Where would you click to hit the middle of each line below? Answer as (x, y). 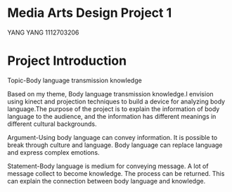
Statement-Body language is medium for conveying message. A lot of (108, 166)
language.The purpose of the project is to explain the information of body (114, 109)
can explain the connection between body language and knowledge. (107, 181)
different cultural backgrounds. (52, 124)
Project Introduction (67, 61)
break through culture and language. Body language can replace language (115, 145)
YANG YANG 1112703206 (43, 32)
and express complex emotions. (53, 152)
